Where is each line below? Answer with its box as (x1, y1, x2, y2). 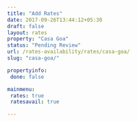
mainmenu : (7, 86, 36, 93)
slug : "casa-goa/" (7, 55, 60, 62)
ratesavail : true (10, 99, 60, 106)
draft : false (7, 23, 45, 29)
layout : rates (7, 29, 48, 36)
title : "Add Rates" (7, 10, 63, 17)
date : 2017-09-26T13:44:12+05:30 (7, 16, 103, 23)
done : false (10, 73, 45, 80)
